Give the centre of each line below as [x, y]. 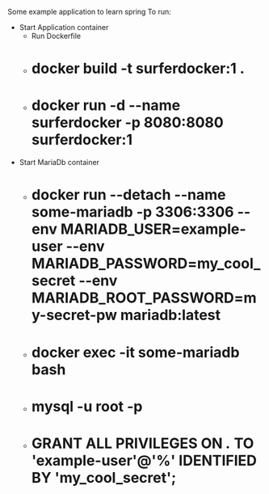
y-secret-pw [74, 315]
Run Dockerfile [56, 36]
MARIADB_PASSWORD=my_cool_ [146, 264]
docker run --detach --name [128, 195]
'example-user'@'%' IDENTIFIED [144, 460]
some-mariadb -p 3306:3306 [133, 212]
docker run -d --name [106, 106]
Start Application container [64, 27]
